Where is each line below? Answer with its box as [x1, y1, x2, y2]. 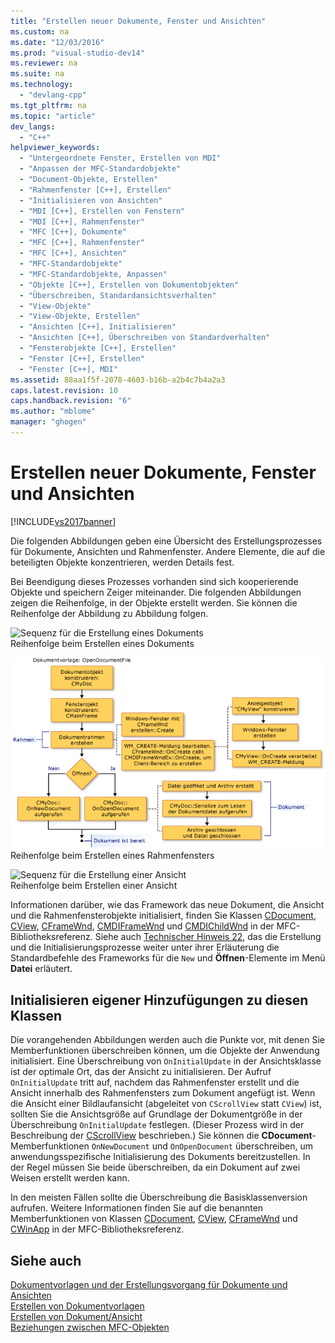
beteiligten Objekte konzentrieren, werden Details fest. [10, 556, 235, 568]
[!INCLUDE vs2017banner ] [10, 515, 117, 527]
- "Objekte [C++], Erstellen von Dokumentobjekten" [19, 280, 240, 290]
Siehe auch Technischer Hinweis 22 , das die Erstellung [94, 931, 322, 943]
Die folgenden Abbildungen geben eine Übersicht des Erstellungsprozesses [10, 535, 323, 547]
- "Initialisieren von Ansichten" [19, 195, 163, 205]
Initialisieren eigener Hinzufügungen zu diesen [10, 991, 309, 1009]
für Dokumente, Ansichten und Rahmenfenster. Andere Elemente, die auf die [10, 545, 326, 557]
